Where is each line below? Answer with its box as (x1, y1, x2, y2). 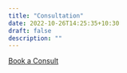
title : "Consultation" (8, 11, 84, 20)
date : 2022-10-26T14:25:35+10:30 (8, 19, 120, 27)
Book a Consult (8, 56, 59, 66)
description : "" (8, 34, 62, 43)
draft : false (8, 26, 52, 34)
